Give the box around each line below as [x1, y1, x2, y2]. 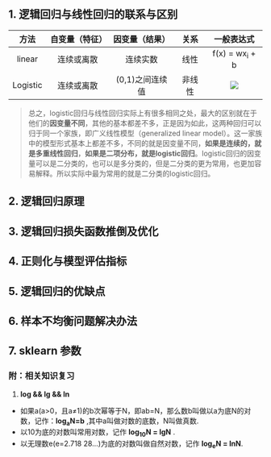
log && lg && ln [19, 389, 70, 399]
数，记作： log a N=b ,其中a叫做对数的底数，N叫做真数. [19, 416, 199, 427]
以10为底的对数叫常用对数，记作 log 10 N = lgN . [19, 427, 176, 439]
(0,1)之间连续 [115, 74, 168, 85]
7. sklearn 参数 [8, 344, 82, 358]
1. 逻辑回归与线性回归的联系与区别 [8, 7, 178, 22]
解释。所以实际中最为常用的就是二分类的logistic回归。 [35, 168, 215, 178]
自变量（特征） [50, 33, 107, 44]
